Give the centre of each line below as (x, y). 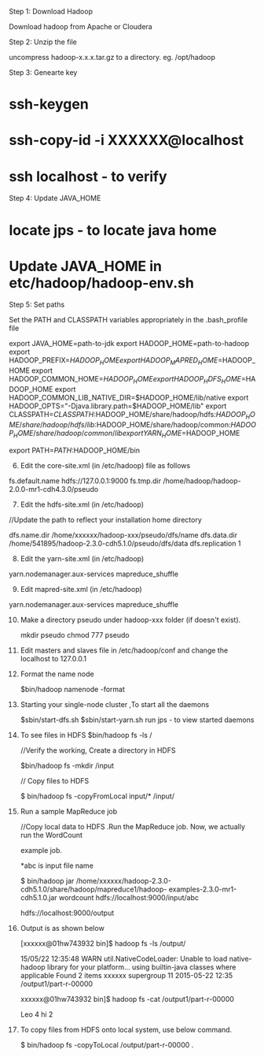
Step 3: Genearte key (43, 73)
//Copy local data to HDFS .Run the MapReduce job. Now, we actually (133, 826)
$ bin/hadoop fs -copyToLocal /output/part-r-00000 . (107, 1044)
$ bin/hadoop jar (47, 880)
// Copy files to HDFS (55, 780)
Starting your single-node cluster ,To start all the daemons (115, 704)
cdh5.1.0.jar (38, 897)
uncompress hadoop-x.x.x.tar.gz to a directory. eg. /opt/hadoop (112, 57)
